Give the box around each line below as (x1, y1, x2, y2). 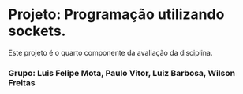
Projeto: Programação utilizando (8, 5, 225, 23)
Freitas (8, 77, 36, 88)
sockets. (8, 22, 66, 40)
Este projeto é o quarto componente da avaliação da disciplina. (8, 48, 213, 57)
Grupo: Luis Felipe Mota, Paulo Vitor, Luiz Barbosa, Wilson (8, 67, 235, 78)
